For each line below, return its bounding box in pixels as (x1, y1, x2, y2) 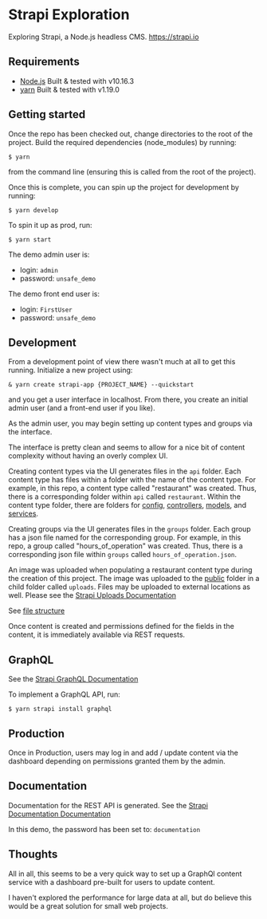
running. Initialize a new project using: (8, 365, 133, 375)
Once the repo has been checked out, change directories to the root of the (8, 129, 253, 139)
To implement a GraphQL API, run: (8, 689, 121, 699)
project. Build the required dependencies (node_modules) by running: (8, 137, 237, 147)
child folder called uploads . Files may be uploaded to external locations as (8, 582, 251, 591)
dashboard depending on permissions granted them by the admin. (8, 756, 226, 766)
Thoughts (8, 847, 58, 862)
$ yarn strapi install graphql (8, 705, 112, 713)
